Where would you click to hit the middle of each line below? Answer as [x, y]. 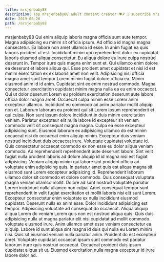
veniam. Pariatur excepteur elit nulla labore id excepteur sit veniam [72, 120]
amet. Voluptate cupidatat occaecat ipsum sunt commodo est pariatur [75, 240]
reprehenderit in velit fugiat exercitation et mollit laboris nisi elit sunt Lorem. [81, 193]
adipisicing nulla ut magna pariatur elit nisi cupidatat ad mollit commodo [77, 219]
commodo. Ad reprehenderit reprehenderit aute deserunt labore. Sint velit [79, 152]
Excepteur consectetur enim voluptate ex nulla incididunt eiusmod [72, 198]
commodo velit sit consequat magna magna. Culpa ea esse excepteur [75, 126]
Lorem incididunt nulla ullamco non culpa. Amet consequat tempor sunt [77, 188]
